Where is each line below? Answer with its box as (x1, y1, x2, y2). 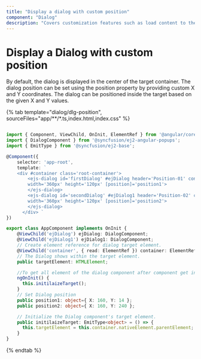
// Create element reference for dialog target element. (17, 243, 162, 248)
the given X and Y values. (6, 97, 69, 105)
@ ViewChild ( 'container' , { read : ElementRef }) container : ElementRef (17, 247, 197, 254)
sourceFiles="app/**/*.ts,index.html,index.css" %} (6, 115, 130, 122)
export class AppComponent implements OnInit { (6, 225, 127, 232)
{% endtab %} (6, 347, 42, 354)
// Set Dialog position (17, 292, 77, 298)
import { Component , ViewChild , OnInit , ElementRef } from (6, 132, 157, 138)
